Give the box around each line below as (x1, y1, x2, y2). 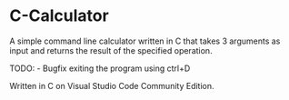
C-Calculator (9, 5, 109, 26)
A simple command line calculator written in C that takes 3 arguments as (9, 35, 281, 46)
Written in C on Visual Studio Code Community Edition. (9, 80, 215, 91)
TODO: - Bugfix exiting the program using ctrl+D (9, 63, 191, 74)
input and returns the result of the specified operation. (9, 45, 213, 55)
